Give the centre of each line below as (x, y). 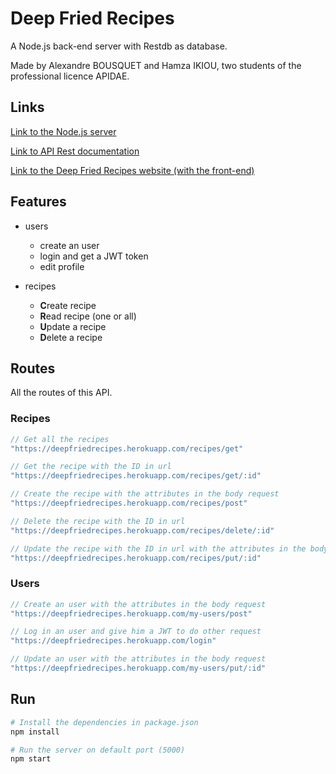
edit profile (62, 266)
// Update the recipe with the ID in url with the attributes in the (158, 548)
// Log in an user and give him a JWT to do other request (136, 632)
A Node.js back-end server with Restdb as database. (119, 46)
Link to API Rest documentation (75, 151)
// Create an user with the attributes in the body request (138, 604)
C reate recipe (68, 305)
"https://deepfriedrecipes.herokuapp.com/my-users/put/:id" (138, 668)
